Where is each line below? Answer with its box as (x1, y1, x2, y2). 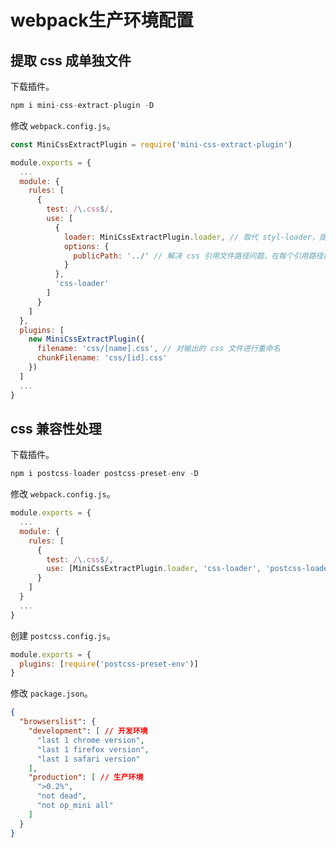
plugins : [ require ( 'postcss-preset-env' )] (19, 659, 199, 669)
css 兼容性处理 (10, 420, 102, 437)
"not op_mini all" (36, 801, 114, 811)
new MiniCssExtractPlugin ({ (28, 334, 145, 345)
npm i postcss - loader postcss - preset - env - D (10, 469, 199, 479)
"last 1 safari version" (36, 754, 141, 764)
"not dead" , (36, 791, 87, 801)
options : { (63, 241, 110, 251)
